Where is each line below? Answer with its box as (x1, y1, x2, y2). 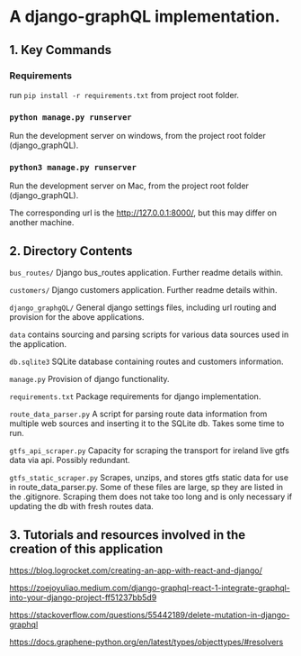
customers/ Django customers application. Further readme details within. (9, 285, 278, 296)
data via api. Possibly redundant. (9, 455, 130, 466)
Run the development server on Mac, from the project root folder (9, 180, 250, 191)
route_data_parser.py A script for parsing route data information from (9, 408, 268, 420)
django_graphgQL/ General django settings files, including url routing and (9, 302, 277, 313)
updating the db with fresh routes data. (9, 501, 155, 512)
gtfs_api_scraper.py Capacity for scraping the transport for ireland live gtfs (9, 445, 290, 456)
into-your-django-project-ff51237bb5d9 (9, 592, 157, 603)
